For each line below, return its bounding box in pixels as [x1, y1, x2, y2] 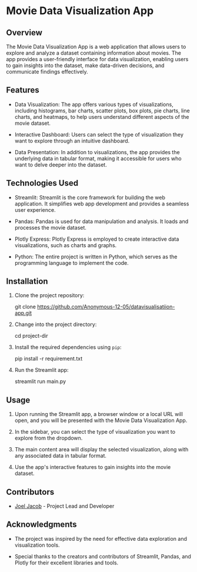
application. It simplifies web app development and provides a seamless [14, 200, 189, 207]
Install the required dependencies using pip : [14, 344, 122, 351]
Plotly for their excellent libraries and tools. [14, 559, 119, 566]
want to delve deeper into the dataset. [14, 161, 107, 168]
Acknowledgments [6, 520, 78, 530]
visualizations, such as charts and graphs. [14, 241, 117, 248]
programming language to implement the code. [14, 259, 129, 266]
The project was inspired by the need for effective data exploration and [14, 535, 187, 542]
